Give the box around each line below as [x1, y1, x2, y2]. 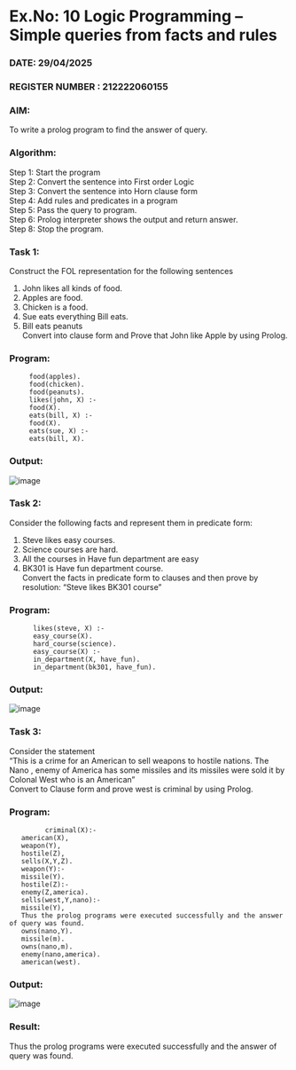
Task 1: [9, 246, 40, 258]
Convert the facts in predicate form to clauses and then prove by [21, 572, 259, 583]
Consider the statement [9, 745, 96, 756]
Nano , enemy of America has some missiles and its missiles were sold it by [9, 765, 285, 775]
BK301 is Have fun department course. [21, 563, 164, 573]
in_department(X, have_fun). [32, 655, 141, 665]
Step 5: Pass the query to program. [9, 204, 137, 215]
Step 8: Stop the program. [9, 224, 105, 234]
